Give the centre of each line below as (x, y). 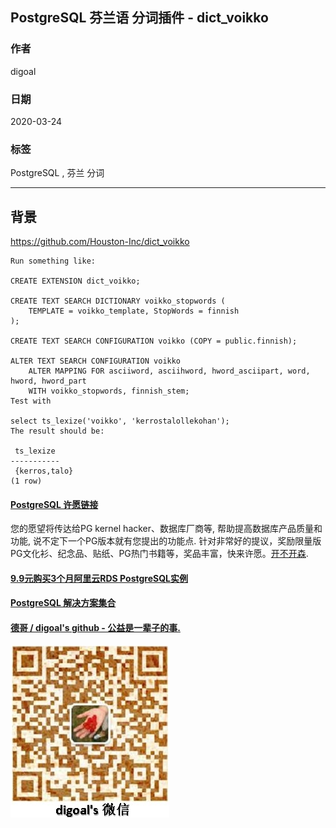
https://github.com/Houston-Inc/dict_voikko (100, 242)
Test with (31, 401)
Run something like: (53, 261)
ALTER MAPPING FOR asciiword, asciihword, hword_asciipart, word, (169, 371)
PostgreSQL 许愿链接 (54, 504)
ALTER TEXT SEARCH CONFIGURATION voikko (96, 361)
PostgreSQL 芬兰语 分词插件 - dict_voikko (139, 18)
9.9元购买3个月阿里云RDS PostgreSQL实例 (99, 578)
